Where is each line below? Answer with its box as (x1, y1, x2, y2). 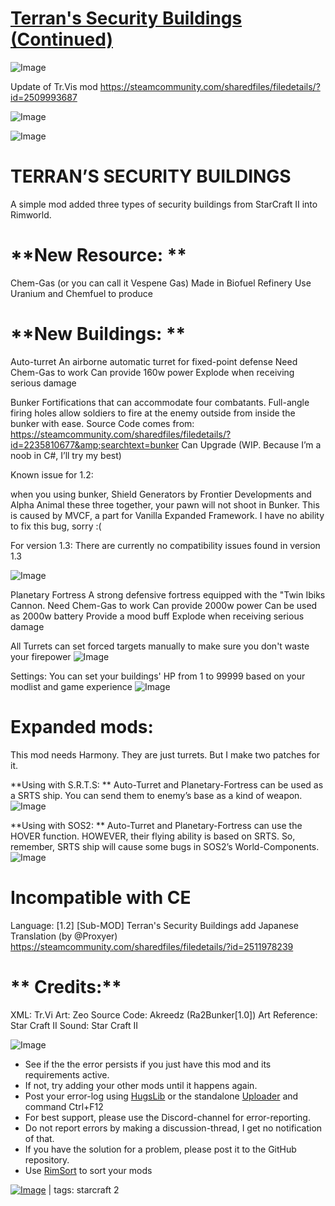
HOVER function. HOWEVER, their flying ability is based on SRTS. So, (10, 830, 296, 842)
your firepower (10, 650, 72, 662)
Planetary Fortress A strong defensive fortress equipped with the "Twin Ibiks (10, 588, 326, 601)
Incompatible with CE (10, 886, 192, 909)
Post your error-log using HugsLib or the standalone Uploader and (24, 1090, 299, 1102)
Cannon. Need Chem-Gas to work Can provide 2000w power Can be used (10, 599, 318, 611)
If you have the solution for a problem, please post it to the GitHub (24, 1143, 297, 1155)
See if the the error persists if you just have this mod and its (24, 1058, 272, 1070)
